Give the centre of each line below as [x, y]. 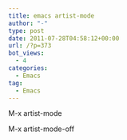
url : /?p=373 [30, 46]
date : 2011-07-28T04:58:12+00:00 [64, 38]
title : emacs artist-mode [51, 16]
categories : [28, 68]
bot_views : [26, 53]
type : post [26, 31]
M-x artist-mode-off [41, 129]
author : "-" [28, 23]
